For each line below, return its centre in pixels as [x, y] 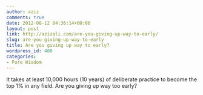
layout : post [23, 29]
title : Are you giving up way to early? [58, 46]
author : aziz [23, 12]
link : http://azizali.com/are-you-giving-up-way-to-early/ [82, 34]
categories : [21, 57]
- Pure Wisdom [24, 62]
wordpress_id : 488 [29, 51]
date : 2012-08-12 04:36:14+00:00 [48, 23]
